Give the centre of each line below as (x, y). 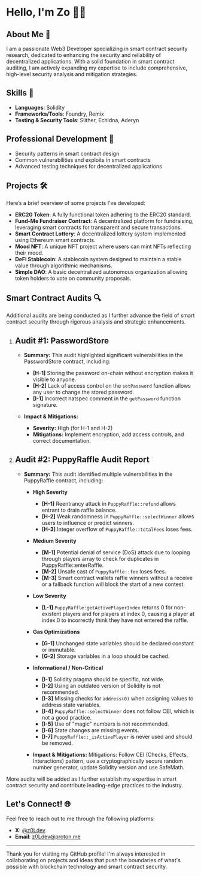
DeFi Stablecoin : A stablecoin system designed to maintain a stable (98, 259)
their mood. (29, 253)
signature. (45, 405)
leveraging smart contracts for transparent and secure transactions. (98, 228)
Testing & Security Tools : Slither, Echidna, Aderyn (77, 120)
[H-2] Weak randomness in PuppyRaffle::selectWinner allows (118, 516)
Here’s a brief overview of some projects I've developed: (76, 203)
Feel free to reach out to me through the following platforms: (80, 818)
